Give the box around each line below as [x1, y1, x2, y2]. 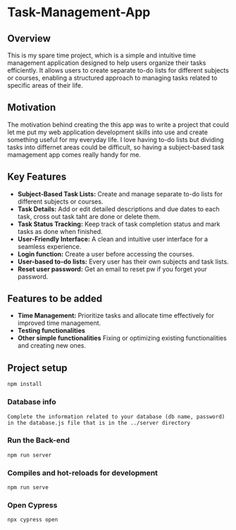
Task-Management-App [7, 4, 151, 20]
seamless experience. [17, 242, 82, 251]
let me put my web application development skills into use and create [7, 128, 208, 136]
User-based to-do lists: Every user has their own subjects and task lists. [17, 257, 229, 266]
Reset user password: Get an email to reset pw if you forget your [17, 264, 208, 273]
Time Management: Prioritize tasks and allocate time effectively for [17, 312, 215, 320]
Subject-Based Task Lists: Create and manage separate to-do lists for [17, 189, 223, 198]
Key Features [7, 171, 67, 183]
